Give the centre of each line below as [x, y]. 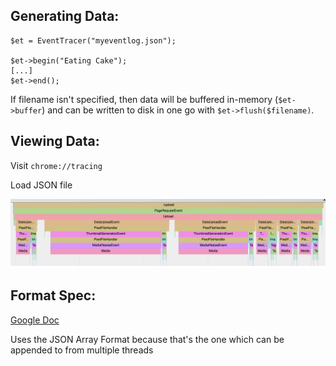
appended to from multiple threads [82, 350]
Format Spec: [53, 295]
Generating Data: [65, 16]
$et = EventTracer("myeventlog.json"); [93, 40]
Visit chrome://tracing [56, 165]
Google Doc [35, 320]
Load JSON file [41, 185]
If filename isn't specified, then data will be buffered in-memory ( [144, 99]
